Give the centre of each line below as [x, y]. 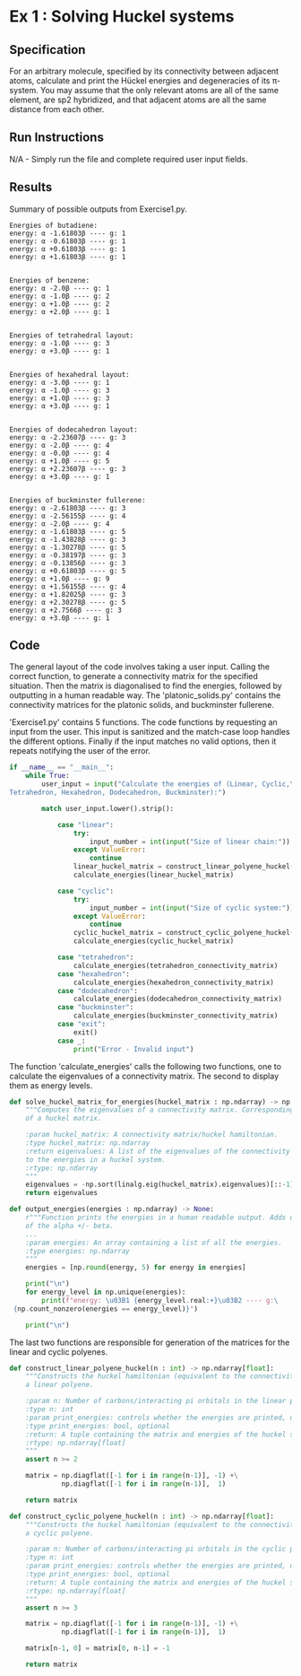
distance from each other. [57, 109]
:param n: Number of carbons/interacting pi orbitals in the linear [156, 1401]
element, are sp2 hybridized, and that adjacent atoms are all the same [138, 100]
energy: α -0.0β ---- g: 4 [60, 453]
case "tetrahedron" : [95, 957]
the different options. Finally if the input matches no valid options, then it [143, 741]
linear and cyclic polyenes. [59, 1351]
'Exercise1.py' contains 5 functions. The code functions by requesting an [143, 722]
